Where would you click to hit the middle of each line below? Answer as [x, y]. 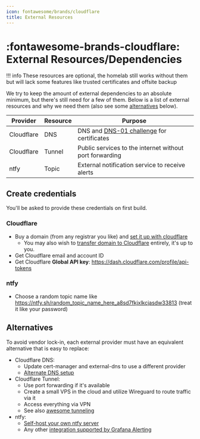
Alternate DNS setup [49, 372]
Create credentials [41, 194]
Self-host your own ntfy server [61, 423]
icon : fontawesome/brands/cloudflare [53, 12]
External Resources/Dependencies [94, 59]
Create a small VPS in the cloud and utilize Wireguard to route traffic [107, 391]
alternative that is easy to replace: [48, 348]
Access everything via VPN [57, 404]
